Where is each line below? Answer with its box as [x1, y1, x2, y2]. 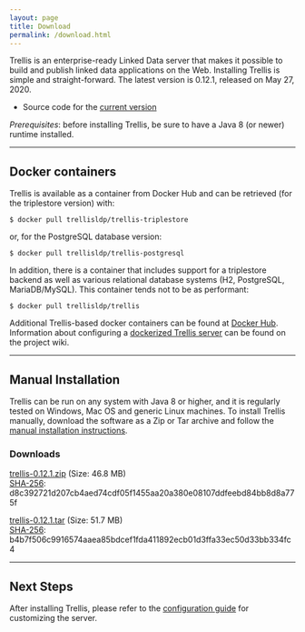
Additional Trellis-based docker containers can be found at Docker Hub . [9, 317, 279, 328]
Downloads [9, 447, 61, 460]
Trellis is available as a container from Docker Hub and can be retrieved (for [9, 188, 292, 199]
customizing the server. [9, 613, 98, 624]
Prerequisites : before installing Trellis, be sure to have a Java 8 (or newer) [9, 119, 285, 130]
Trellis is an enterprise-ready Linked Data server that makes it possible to [9, 55, 283, 66]
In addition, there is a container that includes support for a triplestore [9, 265, 267, 276]
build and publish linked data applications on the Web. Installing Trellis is [9, 65, 280, 75]
